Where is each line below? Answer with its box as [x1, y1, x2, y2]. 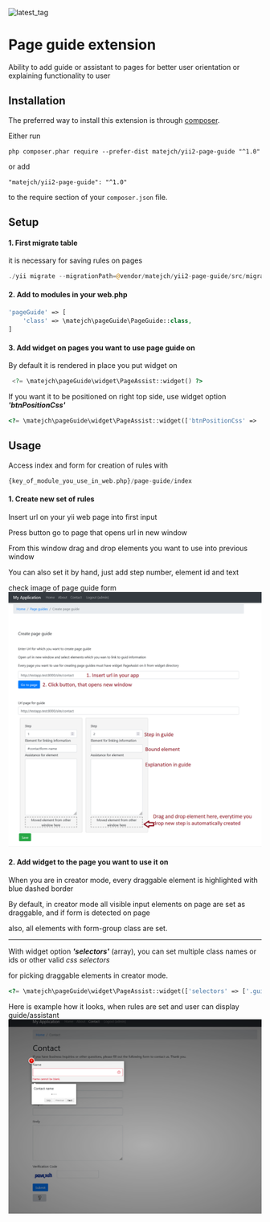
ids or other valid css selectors [8, 955, 110, 965]
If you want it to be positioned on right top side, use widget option [8, 392, 227, 402]
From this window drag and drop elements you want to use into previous [8, 543, 247, 553]
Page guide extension [8, 36, 157, 54]
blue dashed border [8, 884, 74, 893]
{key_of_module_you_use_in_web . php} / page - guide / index [8, 476, 193, 485]
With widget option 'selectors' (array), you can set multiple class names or [8, 946, 257, 956]
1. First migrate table [8, 238, 78, 247]
